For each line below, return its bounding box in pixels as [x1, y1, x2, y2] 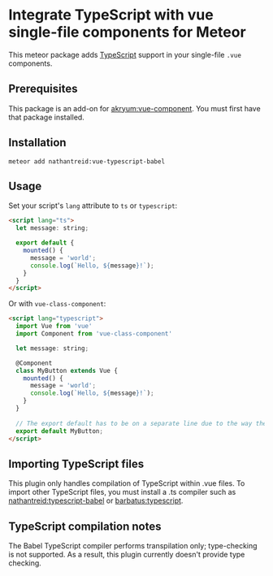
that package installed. [8, 112, 85, 122]
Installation [8, 136, 67, 149]
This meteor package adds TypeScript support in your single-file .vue [8, 50, 242, 59]
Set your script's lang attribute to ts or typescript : [8, 201, 178, 210]
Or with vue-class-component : [8, 299, 106, 309]
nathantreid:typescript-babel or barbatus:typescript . [8, 496, 184, 505]
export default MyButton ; [15, 427, 104, 435]
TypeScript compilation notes [8, 519, 162, 533]
